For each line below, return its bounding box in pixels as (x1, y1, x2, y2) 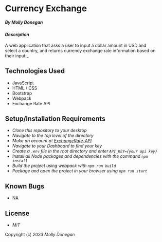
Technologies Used (5, 67, 65, 75)
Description (5, 32, 30, 37)
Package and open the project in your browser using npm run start (12, 168, 147, 174)
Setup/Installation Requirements (5, 114, 106, 123)
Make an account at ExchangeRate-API (12, 138, 92, 144)
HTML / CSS (12, 85, 37, 91)
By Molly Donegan (5, 19, 43, 25)
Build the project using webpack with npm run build (12, 163, 116, 168)
